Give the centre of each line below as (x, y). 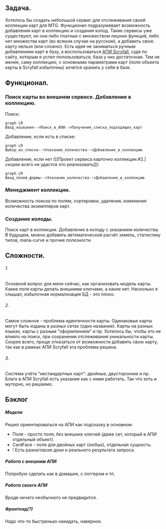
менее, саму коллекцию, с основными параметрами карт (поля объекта (82, 62)
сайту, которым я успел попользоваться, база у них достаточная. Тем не (82, 57)
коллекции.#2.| (130, 159)
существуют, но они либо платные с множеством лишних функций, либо (82, 36)
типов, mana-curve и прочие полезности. (49, 240)
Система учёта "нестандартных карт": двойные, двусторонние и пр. (77, 374)
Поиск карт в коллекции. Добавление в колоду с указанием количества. (82, 230)
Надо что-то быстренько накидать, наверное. (54, 522)
